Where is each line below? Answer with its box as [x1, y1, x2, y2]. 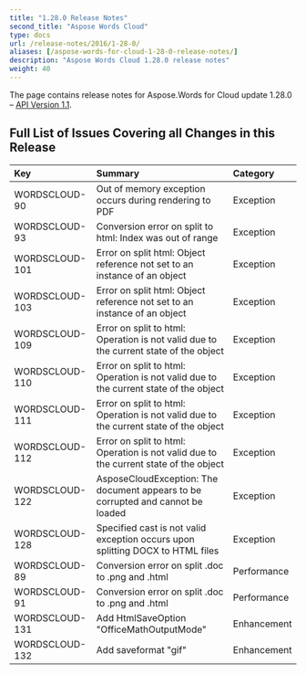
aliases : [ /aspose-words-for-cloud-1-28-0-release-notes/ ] [9, 47, 239, 57]
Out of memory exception [96, 182, 206, 195]
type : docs [9, 30, 51, 39]
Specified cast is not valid [96, 521, 207, 534]
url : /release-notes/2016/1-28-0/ [9, 38, 141, 48]
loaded [96, 506, 127, 519]
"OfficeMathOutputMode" [96, 623, 207, 636]
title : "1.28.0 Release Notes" [9, 13, 128, 23]
